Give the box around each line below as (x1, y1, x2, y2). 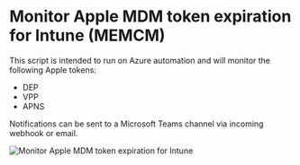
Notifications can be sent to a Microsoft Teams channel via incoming (9, 118, 264, 129)
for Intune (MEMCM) (9, 25, 166, 46)
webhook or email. (9, 127, 78, 138)
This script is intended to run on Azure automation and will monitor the (9, 55, 271, 65)
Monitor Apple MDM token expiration (9, 6, 292, 27)
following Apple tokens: (9, 65, 97, 75)
